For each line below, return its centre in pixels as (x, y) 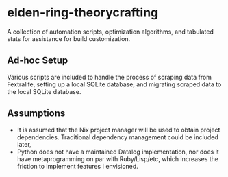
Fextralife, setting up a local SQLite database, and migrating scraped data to (114, 84)
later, (24, 144)
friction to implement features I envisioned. (77, 166)
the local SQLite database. (44, 91)
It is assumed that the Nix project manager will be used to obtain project (118, 130)
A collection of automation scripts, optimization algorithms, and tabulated (110, 32)
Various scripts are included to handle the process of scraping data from (110, 77)
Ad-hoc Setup (38, 61)
